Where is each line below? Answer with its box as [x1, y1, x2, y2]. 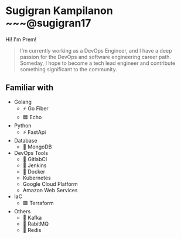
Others [13, 207, 31, 214]
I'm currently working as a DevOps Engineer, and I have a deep [19, 47, 172, 54]
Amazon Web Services [22, 186, 78, 193]
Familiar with [5, 83, 54, 93]
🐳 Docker [22, 168, 46, 175]
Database [13, 137, 37, 144]
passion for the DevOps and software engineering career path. [19, 53, 171, 60]
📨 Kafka [22, 214, 42, 221]
